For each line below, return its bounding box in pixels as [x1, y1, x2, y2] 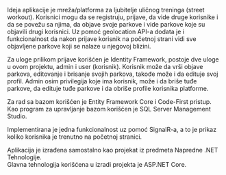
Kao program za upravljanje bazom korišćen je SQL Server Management [7, 105, 211, 113]
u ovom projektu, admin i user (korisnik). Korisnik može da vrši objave [7, 63, 203, 70]
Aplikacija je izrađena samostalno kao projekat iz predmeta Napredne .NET [7, 146, 218, 154]
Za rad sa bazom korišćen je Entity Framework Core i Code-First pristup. [7, 98, 212, 105]
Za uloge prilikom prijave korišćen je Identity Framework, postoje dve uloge [7, 55, 219, 64]
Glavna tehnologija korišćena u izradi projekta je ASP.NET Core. [7, 161, 187, 168]
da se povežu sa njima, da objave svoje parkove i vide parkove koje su [7, 21, 205, 28]
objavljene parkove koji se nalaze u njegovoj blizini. [7, 42, 151, 50]
